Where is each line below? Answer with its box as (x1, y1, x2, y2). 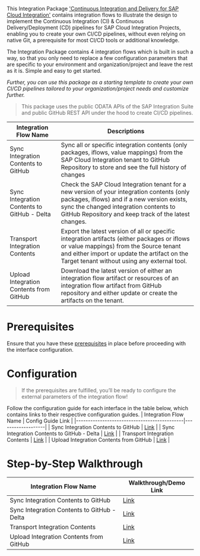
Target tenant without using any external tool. (61, 257, 188, 265)
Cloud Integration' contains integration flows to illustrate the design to (7, 11, 177, 18)
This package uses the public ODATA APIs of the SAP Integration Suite (21, 103, 193, 110)
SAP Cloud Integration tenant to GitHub (61, 156, 170, 164)
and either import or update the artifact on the (61, 249, 189, 258)
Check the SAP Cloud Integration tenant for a (61, 180, 186, 188)
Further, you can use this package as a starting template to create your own (7, 79, 193, 86)
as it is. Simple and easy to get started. (7, 67, 102, 74)
